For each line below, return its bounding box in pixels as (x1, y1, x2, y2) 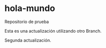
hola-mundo (4, 3, 55, 14)
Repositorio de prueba (4, 19, 49, 24)
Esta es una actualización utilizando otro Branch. (4, 28, 102, 34)
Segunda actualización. (4, 37, 51, 43)
